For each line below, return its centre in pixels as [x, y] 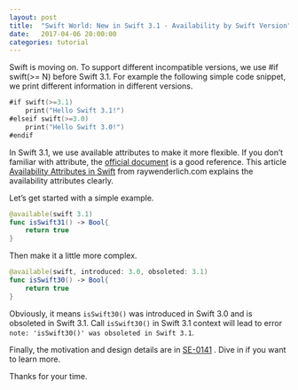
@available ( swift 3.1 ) [51, 214]
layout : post [33, 17]
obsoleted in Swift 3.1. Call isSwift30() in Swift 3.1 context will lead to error [145, 323]
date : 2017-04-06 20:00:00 [63, 34]
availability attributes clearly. [61, 180]
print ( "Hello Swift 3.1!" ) [75, 111]
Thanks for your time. [48, 376]
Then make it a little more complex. [73, 256]
